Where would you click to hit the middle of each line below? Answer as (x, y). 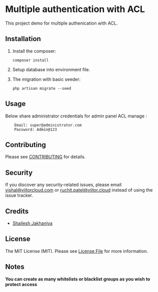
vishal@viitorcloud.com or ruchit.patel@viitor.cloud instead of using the (79, 190)
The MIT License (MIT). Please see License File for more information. (76, 251)
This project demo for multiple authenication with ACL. (61, 23)
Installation (23, 39)
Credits (17, 211)
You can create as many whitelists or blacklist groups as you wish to (78, 279)
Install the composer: (34, 51)
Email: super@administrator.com (48, 125)
